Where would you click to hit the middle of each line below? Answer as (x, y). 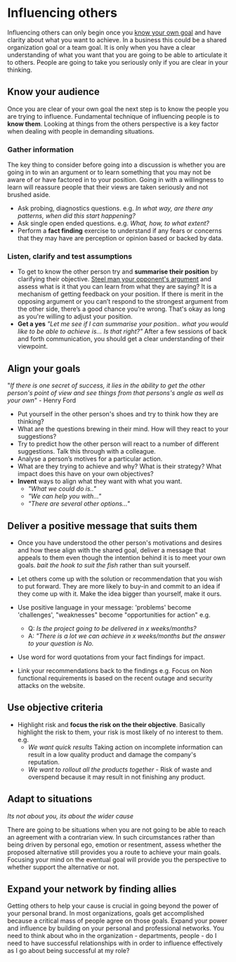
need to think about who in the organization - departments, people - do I (112, 936)
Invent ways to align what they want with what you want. (100, 481)
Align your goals (44, 368)
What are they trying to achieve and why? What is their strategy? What (119, 466)
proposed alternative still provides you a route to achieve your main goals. (114, 852)
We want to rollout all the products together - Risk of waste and (120, 769)
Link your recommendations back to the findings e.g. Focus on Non (115, 670)
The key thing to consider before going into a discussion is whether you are (117, 165)
